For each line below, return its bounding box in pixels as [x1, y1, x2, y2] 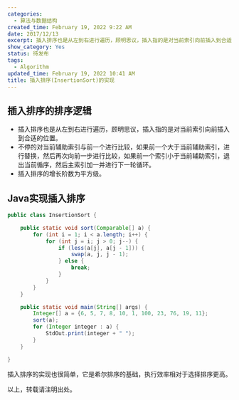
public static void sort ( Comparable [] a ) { [20, 224, 152, 231]
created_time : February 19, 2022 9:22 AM [7, 23, 132, 31]
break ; [70, 264, 91, 271]
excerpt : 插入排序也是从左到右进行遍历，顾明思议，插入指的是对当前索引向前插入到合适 [7, 37, 233, 44]
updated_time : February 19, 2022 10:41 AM [7, 70, 135, 77]
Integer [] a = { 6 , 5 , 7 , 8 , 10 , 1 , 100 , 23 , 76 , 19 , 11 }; [33, 310, 208, 317]
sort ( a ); [33, 317, 59, 324]
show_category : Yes [7, 43, 65, 51]
